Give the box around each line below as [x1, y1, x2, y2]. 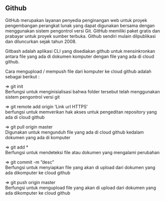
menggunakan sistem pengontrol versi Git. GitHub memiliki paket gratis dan [5, 27, 161, 34]
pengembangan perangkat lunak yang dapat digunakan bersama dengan [5, 22, 155, 28]
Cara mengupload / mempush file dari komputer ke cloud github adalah [5, 68, 152, 74]
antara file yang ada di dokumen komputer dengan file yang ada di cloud [5, 53, 155, 59]
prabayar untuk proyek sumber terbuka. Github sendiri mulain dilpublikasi [5, 33, 156, 39]
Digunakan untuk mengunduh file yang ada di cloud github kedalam [5, 129, 144, 135]
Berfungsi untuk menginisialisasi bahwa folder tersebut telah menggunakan [5, 88, 161, 94]
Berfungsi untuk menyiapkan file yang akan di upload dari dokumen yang [5, 164, 156, 170]
